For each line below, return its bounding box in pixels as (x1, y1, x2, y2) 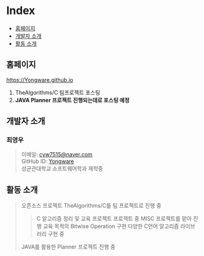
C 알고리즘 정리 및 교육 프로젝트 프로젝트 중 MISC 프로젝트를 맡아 (36, 215, 192, 222)
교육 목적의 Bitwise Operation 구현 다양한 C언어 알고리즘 (43, 222, 180, 230)
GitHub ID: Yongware (21, 158, 74, 165)
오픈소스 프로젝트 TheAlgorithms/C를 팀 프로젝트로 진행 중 (21, 202, 161, 210)
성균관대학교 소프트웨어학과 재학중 (21, 165, 104, 172)
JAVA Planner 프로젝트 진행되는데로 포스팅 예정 (15, 96, 130, 104)
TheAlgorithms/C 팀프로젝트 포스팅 (15, 89, 100, 96)
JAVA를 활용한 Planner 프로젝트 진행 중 (21, 243, 116, 251)
